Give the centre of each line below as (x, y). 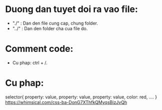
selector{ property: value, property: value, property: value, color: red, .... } (81, 97)
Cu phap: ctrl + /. (30, 63)
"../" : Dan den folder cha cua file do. (50, 28)
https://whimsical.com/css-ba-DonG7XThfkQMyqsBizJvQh (66, 102)
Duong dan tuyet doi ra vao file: (72, 9)
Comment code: (39, 49)
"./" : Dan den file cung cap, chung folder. (55, 23)
